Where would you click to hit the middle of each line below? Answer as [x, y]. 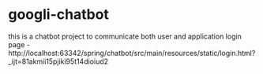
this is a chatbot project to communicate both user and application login [125, 36]
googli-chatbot [58, 15]
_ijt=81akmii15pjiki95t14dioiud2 [58, 61]
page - [19, 44]
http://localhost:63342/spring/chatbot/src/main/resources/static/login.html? [132, 53]
